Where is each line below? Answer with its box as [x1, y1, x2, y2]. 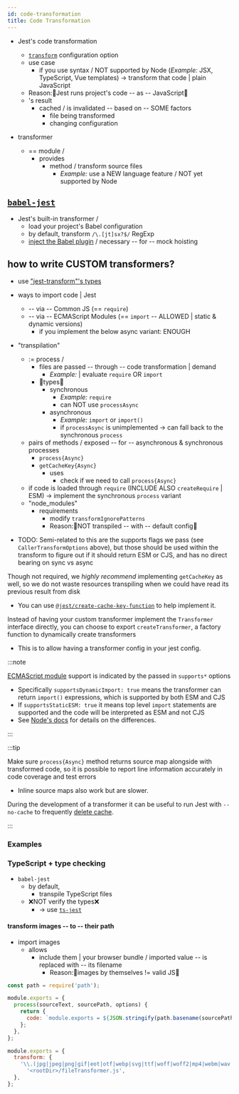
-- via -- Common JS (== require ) [28, 305, 129, 313]
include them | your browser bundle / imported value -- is [38, 953, 208, 961]
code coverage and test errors [7, 772, 97, 781]
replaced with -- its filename [38, 961, 122, 969]
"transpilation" [17, 341, 60, 350]
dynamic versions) [28, 320, 83, 328]
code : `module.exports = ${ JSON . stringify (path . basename [26, 1015, 199, 1022]
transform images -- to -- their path [7, 921, 115, 930]
